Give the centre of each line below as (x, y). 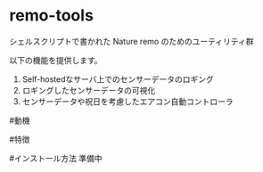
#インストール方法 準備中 (56, 158)
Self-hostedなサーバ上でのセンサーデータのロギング (118, 79)
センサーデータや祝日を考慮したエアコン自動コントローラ (127, 101)
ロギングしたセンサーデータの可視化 (89, 90)
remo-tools (51, 16)
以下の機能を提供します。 (56, 60)
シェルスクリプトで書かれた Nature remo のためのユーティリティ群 (131, 41)
